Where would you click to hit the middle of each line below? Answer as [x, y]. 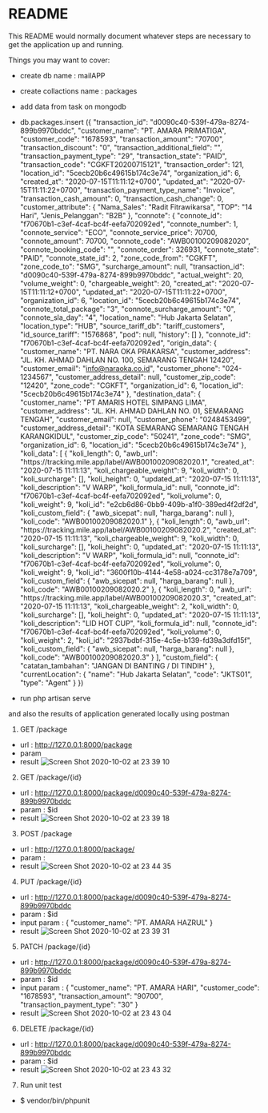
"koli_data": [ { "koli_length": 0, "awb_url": [89, 453]
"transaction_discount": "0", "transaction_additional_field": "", [121, 147]
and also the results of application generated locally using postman [119, 713]
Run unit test [41, 1085]
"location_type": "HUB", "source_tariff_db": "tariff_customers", [122, 325]
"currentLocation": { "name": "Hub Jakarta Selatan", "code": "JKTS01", [136, 674]
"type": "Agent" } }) [52, 682]
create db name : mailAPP [62, 75]
